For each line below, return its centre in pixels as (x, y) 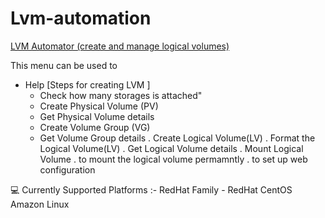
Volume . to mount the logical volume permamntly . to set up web (173, 159)
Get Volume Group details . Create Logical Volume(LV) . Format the (177, 138)
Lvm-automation (81, 18)
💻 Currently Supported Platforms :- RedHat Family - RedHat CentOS (151, 189)
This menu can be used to (64, 65)
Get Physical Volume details (97, 116)
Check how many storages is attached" (121, 95)
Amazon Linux (40, 204)
